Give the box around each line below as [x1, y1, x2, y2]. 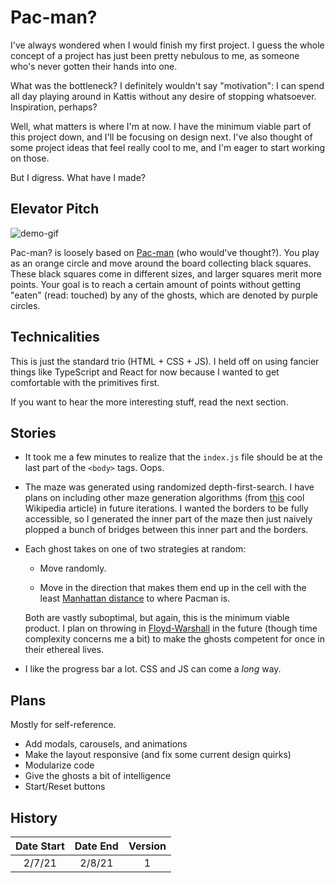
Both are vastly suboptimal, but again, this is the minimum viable [24, 612, 290, 624]
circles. [10, 299, 41, 311]
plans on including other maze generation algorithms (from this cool [24, 492, 305, 504]
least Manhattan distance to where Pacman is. [39, 592, 231, 605]
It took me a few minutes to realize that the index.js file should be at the [24, 451, 323, 463]
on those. [10, 152, 50, 164]
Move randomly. [39, 562, 107, 575]
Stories [10, 424, 57, 441]
